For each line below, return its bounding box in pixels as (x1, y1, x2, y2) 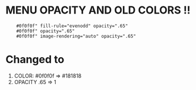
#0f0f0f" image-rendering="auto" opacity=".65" (16, 33, 136, 39)
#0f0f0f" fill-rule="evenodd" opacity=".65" (16, 23, 128, 29)
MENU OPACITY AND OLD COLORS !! (5, 4, 191, 17)
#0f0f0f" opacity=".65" (16, 28, 75, 34)
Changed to (5, 53, 65, 66)
